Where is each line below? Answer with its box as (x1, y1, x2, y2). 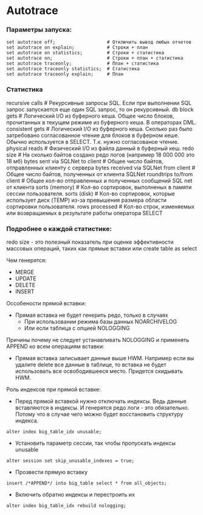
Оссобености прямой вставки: (6, 300, 86, 307)
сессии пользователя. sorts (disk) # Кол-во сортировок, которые (6, 190, 175, 197)
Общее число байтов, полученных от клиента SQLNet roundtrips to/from (6, 170, 193, 177)
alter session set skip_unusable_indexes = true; (6, 458, 135, 464)
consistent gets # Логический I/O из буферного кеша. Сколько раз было (6, 125, 193, 132)
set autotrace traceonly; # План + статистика (6, 60, 159, 67)
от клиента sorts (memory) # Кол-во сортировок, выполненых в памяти (6, 183, 192, 191)
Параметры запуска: (6, 26, 72, 34)
